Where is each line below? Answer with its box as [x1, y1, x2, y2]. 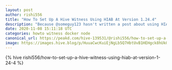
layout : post [5, 7, 33, 13]
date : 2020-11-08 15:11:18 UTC [5, 26, 72, 31]
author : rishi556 [5, 12, 42, 17]
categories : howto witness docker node [5, 31, 91, 36]
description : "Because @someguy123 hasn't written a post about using [5, 21, 159, 27]
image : [5, 41, 19, 46]
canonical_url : [5, 36, 38, 41]
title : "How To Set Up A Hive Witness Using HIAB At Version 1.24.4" [5, 17, 157, 22]
